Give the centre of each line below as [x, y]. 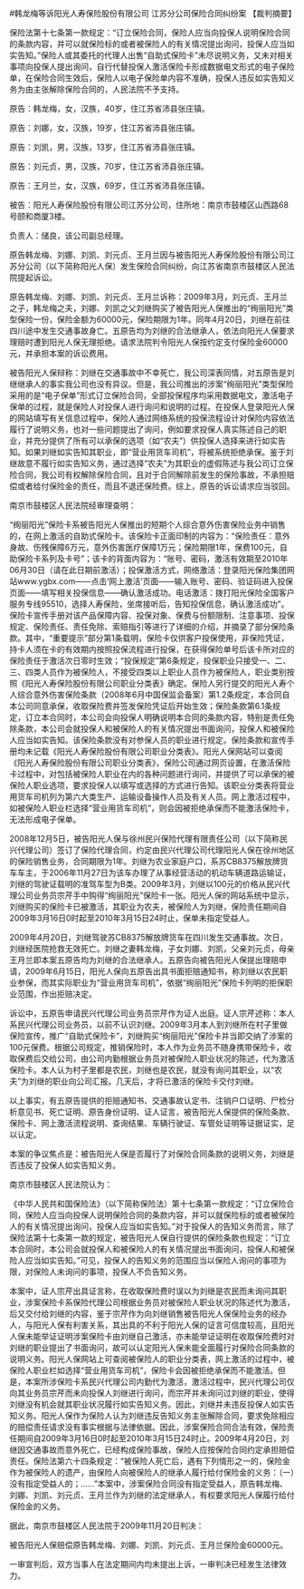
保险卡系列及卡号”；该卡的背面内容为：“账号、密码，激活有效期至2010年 [152, 559]
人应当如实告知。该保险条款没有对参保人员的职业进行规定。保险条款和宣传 [148, 740]
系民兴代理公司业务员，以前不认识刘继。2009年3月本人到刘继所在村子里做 [148, 1024]
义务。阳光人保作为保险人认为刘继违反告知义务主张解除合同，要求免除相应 [156, 1416]
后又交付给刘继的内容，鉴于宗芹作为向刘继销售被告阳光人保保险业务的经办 [148, 1314]
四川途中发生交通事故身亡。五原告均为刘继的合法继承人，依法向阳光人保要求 [152, 331]
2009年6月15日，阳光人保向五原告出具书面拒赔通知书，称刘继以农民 [152, 971]
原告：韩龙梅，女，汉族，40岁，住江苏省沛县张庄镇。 [109, 108]
